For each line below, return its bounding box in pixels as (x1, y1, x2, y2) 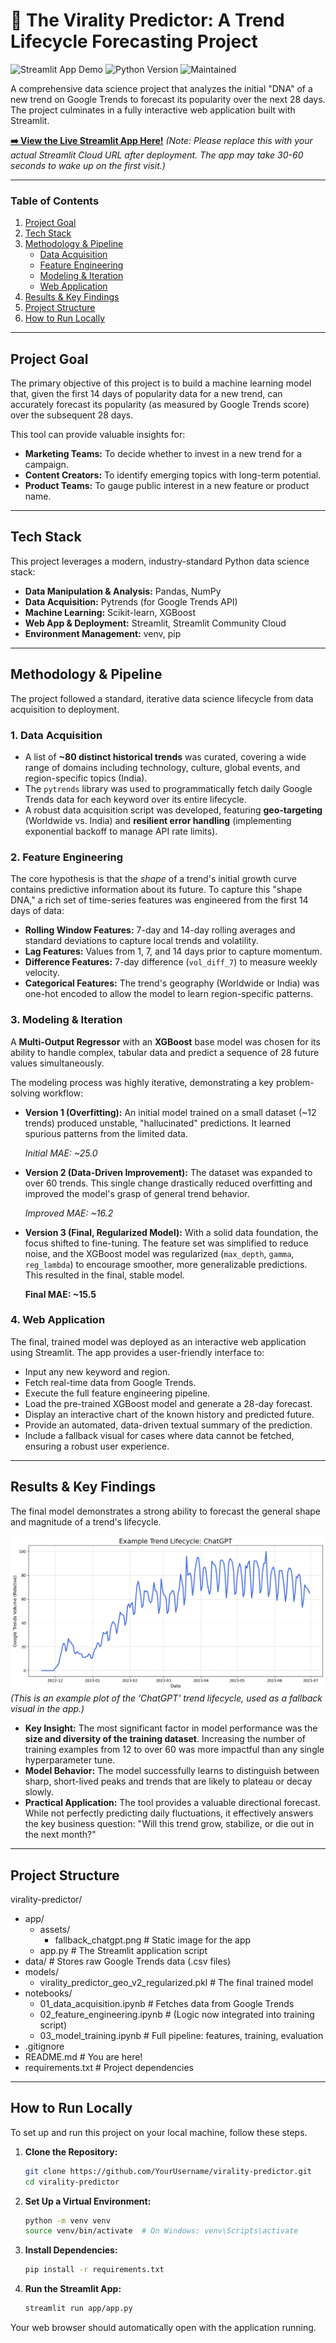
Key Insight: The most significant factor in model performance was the (24, 1722, 318, 1734)
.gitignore (24, 2040, 65, 2053)
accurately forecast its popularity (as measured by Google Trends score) (10, 399, 310, 411)
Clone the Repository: (24, 2145, 118, 2158)
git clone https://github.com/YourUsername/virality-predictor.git (24, 2166, 312, 2176)
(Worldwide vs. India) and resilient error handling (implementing (24, 814, 292, 826)
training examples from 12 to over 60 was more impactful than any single (24, 1744, 325, 1756)
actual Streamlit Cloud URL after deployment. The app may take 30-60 (10, 149, 304, 161)
